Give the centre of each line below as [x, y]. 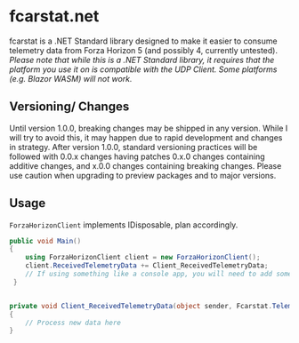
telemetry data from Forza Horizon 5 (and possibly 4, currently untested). [144, 50]
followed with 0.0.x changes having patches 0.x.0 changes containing [137, 156]
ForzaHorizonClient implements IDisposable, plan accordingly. [124, 225]
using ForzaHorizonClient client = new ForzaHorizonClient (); [143, 258]
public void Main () [45, 241]
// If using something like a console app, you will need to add [149, 274]
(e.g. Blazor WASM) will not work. [71, 78]
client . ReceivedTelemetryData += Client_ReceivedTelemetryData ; [147, 266]
